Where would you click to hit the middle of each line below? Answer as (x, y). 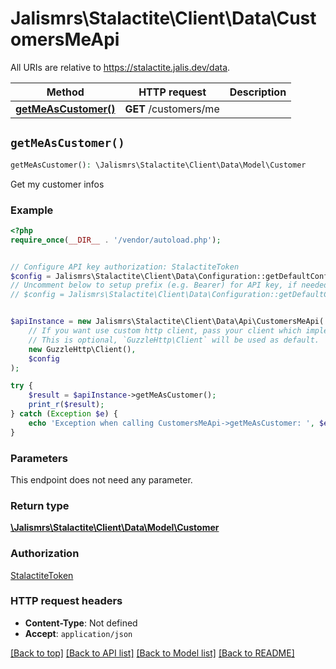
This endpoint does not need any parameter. (101, 479)
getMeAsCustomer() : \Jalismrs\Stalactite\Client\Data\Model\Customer (158, 165)
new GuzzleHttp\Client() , (82, 349)
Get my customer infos (57, 184)
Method (65, 92)
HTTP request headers (66, 601)
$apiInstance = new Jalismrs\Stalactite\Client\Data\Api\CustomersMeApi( (167, 322)
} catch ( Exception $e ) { (64, 414)
